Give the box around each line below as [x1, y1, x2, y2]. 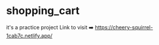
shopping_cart [6, 4, 80, 18]
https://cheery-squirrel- [95, 23, 153, 30]
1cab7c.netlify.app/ [6, 32, 52, 39]
